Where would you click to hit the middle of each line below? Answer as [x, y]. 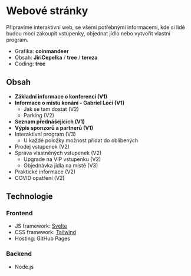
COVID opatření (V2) [39, 178]
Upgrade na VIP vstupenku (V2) [62, 159]
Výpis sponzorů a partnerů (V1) [54, 127]
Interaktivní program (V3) [45, 134]
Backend [19, 254]
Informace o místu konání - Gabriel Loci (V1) [70, 103]
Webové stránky [47, 11]
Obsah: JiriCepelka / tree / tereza [56, 57]
